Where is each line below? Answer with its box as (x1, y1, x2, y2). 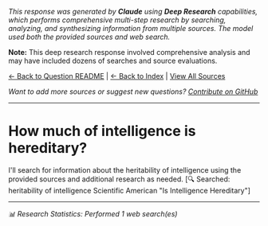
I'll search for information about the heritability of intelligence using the (8, 165, 242, 174)
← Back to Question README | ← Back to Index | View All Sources (8, 72, 226, 80)
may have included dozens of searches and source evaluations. (8, 56, 218, 65)
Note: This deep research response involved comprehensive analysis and (8, 48, 250, 56)
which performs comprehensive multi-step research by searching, (8, 15, 227, 25)
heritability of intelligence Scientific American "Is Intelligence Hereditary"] (8, 185, 251, 195)
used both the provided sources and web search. (8, 32, 171, 41)
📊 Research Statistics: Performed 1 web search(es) (8, 208, 178, 218)
